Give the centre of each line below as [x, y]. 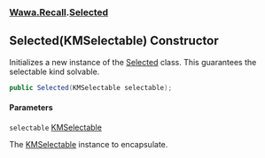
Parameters [31, 108]
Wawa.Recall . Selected [59, 12]
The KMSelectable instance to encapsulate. [89, 144]
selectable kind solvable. [55, 71]
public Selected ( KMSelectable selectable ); [91, 87]
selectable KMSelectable [55, 127]
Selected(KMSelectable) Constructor [114, 41]
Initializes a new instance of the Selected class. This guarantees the [133, 62]
